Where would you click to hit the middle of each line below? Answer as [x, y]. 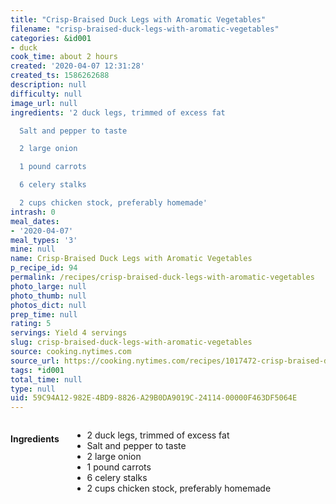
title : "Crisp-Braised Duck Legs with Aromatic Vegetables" [138, 19]
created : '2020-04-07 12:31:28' [77, 66]
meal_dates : [35, 221]
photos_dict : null [48, 305]
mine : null [33, 249]
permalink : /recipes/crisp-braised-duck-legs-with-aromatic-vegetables [162, 277]
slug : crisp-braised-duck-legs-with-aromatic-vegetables [131, 342]
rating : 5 [31, 324]
